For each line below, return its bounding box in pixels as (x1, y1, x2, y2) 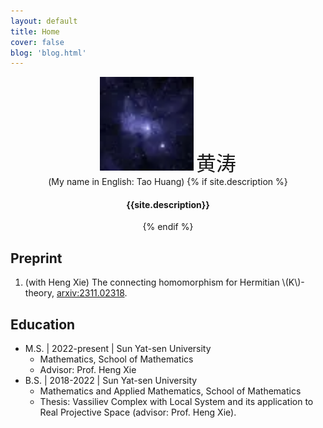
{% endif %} (142, 221, 194, 233)
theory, (24, 287, 55, 299)
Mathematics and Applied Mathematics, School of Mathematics (39, 385, 302, 397)
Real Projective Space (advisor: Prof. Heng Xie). (39, 406, 237, 419)
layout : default (10, 16, 78, 26)
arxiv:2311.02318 (56, 287, 125, 299)
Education (10, 316, 76, 333)
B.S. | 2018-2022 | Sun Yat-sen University (24, 375, 198, 387)
